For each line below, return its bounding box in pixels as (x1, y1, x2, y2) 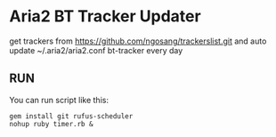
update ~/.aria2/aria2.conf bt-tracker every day (9, 44, 183, 55)
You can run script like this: (9, 94, 110, 105)
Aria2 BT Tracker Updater (9, 6, 202, 27)
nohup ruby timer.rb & (9, 119, 93, 128)
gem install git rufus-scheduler (9, 111, 134, 121)
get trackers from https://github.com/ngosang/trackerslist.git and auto (9, 36, 267, 46)
